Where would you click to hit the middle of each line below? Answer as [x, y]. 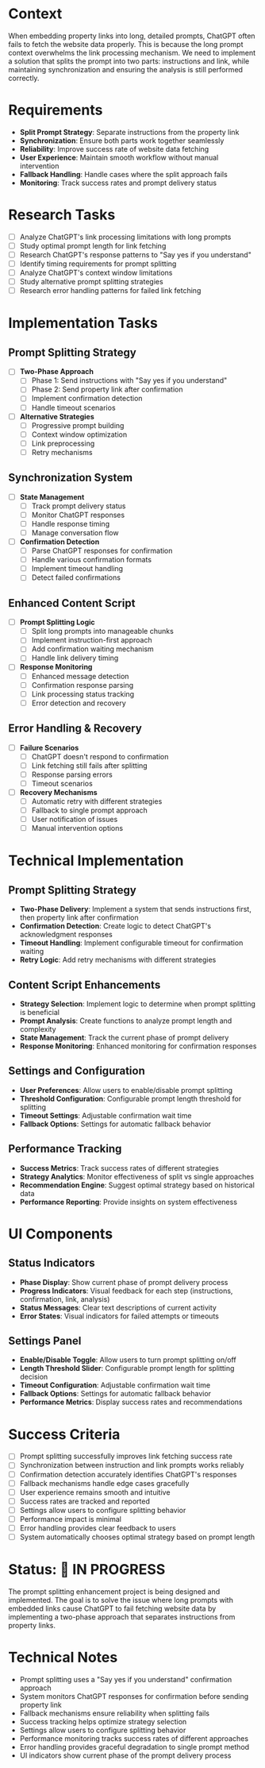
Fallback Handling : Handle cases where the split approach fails [123, 174]
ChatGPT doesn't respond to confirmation [100, 756]
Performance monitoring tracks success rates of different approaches [134, 1738]
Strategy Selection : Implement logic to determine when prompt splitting [138, 1004]
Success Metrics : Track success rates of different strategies [119, 1168]
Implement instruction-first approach [92, 640]
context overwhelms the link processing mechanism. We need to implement [132, 52]
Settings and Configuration [77, 1071]
